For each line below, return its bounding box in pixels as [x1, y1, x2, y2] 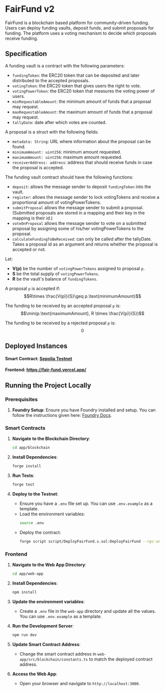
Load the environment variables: [19, 511, 85, 517]
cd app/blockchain [12, 445, 50, 450]
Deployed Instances [5, 342, 68, 350]
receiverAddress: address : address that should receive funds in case [12, 159, 153, 165]
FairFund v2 [5, 3, 55, 15]
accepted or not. [12, 246, 46, 252]
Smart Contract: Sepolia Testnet [5, 355, 72, 361]
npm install [12, 590, 37, 595]
